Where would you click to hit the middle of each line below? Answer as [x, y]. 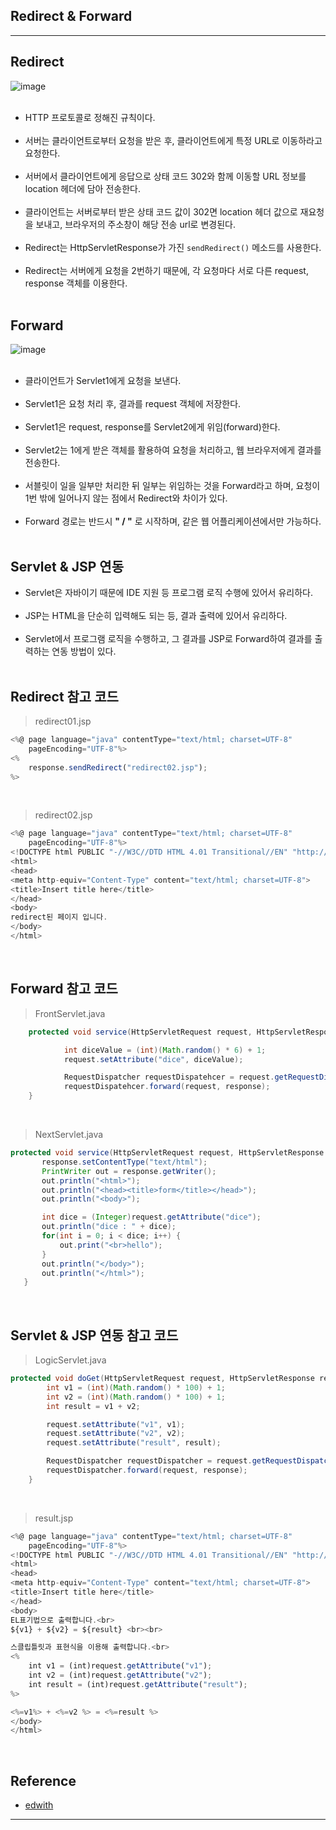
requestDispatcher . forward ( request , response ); [147, 1470]
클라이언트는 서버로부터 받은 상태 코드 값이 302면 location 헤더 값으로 [161, 211]
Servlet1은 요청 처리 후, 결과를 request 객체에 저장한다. [133, 404]
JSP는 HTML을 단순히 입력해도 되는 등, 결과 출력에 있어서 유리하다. [156, 616]
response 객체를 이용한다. [76, 283]
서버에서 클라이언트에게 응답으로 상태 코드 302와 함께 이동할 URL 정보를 [165, 176]
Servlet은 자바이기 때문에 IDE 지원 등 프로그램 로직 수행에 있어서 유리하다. [168, 593]
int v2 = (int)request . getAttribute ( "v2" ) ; [120, 1675]
